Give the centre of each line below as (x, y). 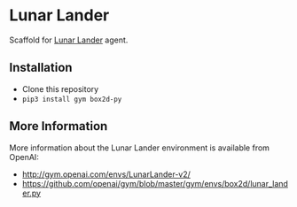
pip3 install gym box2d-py (72, 99)
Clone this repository (60, 88)
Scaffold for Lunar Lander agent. (69, 40)
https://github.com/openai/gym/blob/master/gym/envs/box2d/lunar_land (155, 183)
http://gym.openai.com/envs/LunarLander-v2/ (106, 174)
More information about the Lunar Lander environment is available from (140, 148)
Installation (41, 68)
